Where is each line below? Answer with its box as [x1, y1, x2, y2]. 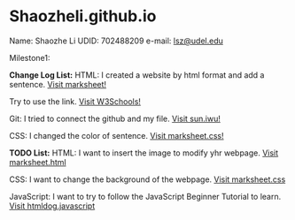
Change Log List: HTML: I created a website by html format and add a [9, 69, 265, 80]
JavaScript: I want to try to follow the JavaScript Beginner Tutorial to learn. [9, 191, 282, 201]
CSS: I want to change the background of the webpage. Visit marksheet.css [9, 174, 286, 185]
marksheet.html [9, 156, 66, 167]
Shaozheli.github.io [9, 6, 157, 27]
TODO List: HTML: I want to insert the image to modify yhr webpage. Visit [9, 148, 279, 158]
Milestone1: [9, 52, 50, 63]
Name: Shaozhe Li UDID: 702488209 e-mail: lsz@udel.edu [9, 35, 223, 46]
